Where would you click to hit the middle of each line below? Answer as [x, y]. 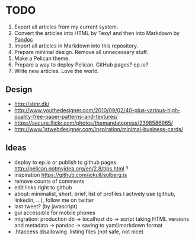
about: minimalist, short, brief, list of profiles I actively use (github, [95, 194]
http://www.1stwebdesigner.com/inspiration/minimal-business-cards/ [98, 129]
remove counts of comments [49, 181]
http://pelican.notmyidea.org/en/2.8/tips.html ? [71, 168]
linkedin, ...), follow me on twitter [54, 200]
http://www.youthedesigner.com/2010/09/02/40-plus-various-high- [97, 110]
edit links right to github [43, 187]
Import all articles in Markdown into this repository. [76, 46]
